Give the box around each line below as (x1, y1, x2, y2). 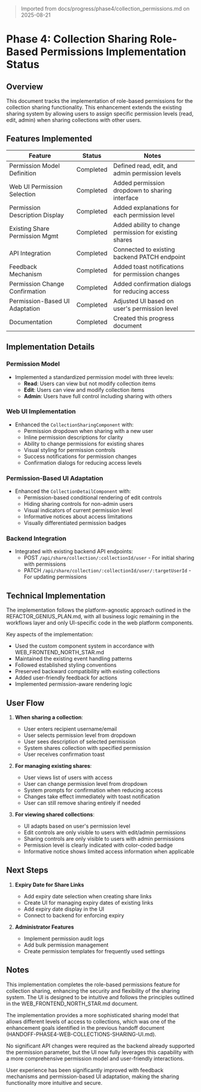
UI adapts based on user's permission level (23, 822, 130, 830)
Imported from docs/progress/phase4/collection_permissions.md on (20, 5, 190, 12)
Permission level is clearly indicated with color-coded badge (23, 841, 173, 849)
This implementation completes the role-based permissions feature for (6, 981, 181, 988)
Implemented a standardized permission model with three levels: (14, 373, 175, 380)
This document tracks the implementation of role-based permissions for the (6, 97, 193, 104)
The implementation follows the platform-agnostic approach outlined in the (6, 606, 191, 614)
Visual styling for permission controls (23, 446, 115, 453)
